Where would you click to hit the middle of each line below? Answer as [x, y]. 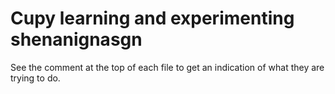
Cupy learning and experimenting [152, 18]
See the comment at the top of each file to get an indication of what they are [167, 67]
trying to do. [35, 78]
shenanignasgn [76, 39]
